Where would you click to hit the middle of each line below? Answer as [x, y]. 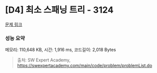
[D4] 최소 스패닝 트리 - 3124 [59, 10]
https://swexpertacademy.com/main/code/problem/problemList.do [85, 66]
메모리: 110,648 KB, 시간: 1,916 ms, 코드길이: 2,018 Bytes [61, 50]
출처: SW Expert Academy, [44, 60]
